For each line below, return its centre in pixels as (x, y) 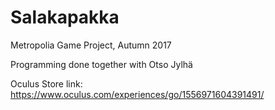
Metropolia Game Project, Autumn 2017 (91, 45)
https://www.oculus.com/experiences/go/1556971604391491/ (137, 94)
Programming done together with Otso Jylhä (101, 64)
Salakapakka (65, 17)
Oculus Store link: (46, 83)
